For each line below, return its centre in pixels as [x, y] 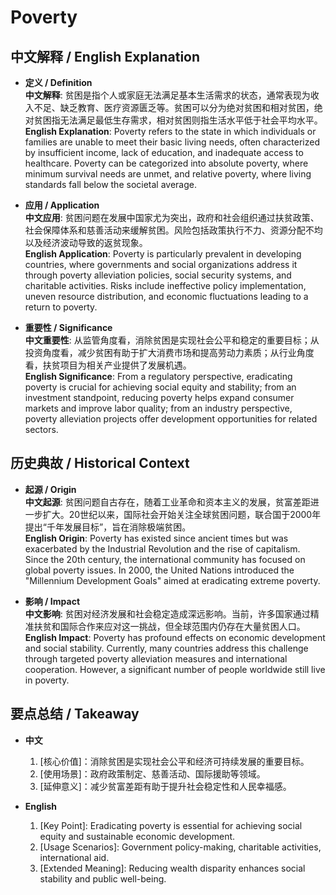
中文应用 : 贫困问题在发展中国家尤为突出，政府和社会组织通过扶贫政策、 [172, 217]
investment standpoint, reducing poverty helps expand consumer [159, 397]
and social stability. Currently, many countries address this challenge [166, 648]
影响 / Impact [52, 601]
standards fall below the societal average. [110, 184]
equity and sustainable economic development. [137, 836]
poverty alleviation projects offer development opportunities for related [171, 419]
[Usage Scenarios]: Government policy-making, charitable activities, [180, 847]
